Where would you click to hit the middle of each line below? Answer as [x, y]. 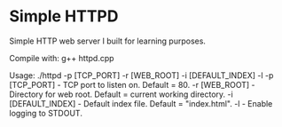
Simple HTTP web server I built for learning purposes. [108, 41]
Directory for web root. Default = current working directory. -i [121, 94]
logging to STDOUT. [46, 113]
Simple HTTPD [64, 16]
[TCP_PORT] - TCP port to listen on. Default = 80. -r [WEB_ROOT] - [132, 84]
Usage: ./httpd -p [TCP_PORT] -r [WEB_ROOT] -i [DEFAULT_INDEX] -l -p [141, 75]
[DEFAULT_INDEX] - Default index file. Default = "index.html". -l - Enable [141, 103]
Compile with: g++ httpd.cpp [62, 58]
